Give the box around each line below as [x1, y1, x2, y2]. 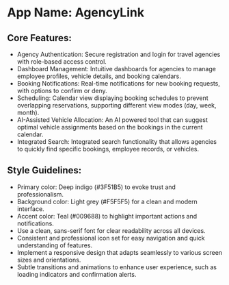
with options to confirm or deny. [16, 87, 107, 95]
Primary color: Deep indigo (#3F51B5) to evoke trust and [16, 183, 176, 191]
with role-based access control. [16, 58, 107, 66]
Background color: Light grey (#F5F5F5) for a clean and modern [16, 197, 198, 206]
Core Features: [7, 32, 72, 44]
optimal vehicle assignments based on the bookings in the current [16, 123, 203, 131]
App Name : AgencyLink [7, 5, 145, 21]
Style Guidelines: [7, 164, 82, 176]
